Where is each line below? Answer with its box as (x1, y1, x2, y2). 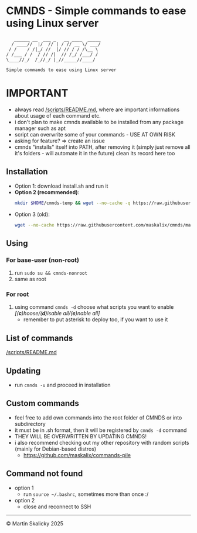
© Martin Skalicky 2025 (6, 519, 63, 527)
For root (6, 290, 29, 298)
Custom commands (6, 398, 79, 408)
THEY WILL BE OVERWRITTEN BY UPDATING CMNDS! (14, 432, 147, 439)
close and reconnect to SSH (23, 503, 91, 510)
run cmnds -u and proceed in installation (14, 381, 111, 389)
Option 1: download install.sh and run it (14, 182, 108, 189)
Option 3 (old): (14, 211, 50, 218)
